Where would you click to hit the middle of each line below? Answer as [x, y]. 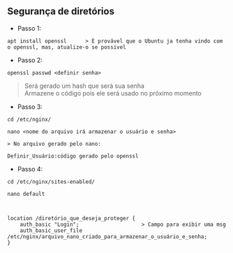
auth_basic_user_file [51, 230]
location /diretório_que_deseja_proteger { [72, 218]
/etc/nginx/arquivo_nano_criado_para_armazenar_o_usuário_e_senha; [107, 236]
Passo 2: [30, 60]
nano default [26, 194]
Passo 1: [29, 28]
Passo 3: [30, 107]
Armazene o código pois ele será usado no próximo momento [113, 93]
